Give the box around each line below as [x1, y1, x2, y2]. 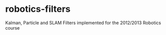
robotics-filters [5, 3, 71, 15]
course [5, 25, 20, 31]
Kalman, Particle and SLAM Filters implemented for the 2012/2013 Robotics [5, 20, 161, 26]
